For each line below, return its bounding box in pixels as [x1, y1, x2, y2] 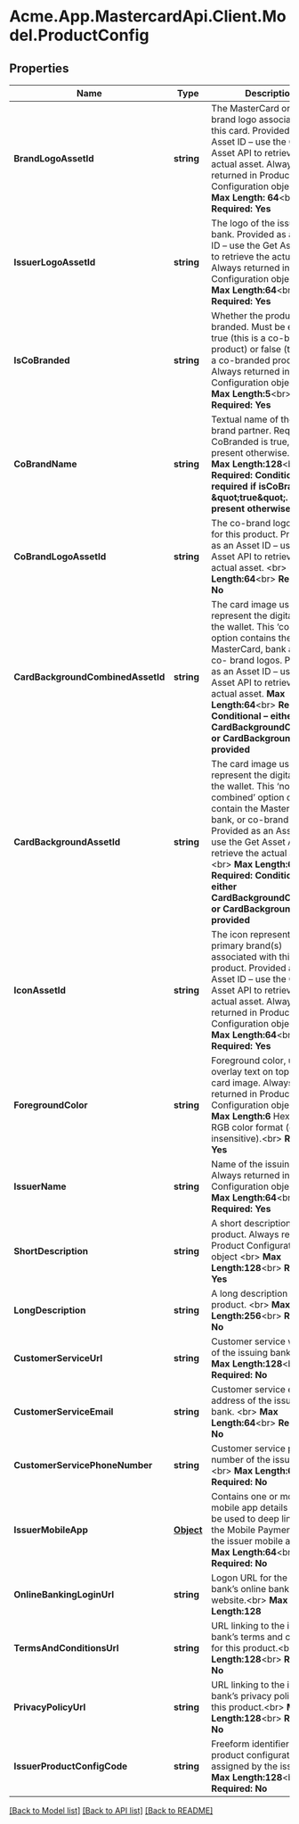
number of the [211, 1454, 271, 1465]
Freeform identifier [211, 1737, 289, 1750]
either [211, 880, 238, 893]
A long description [211, 1287, 288, 1300]
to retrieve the [211, 251, 270, 262]
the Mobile [211, 1523, 256, 1536]
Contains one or [211, 1490, 279, 1502]
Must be [250, 321, 286, 333]
